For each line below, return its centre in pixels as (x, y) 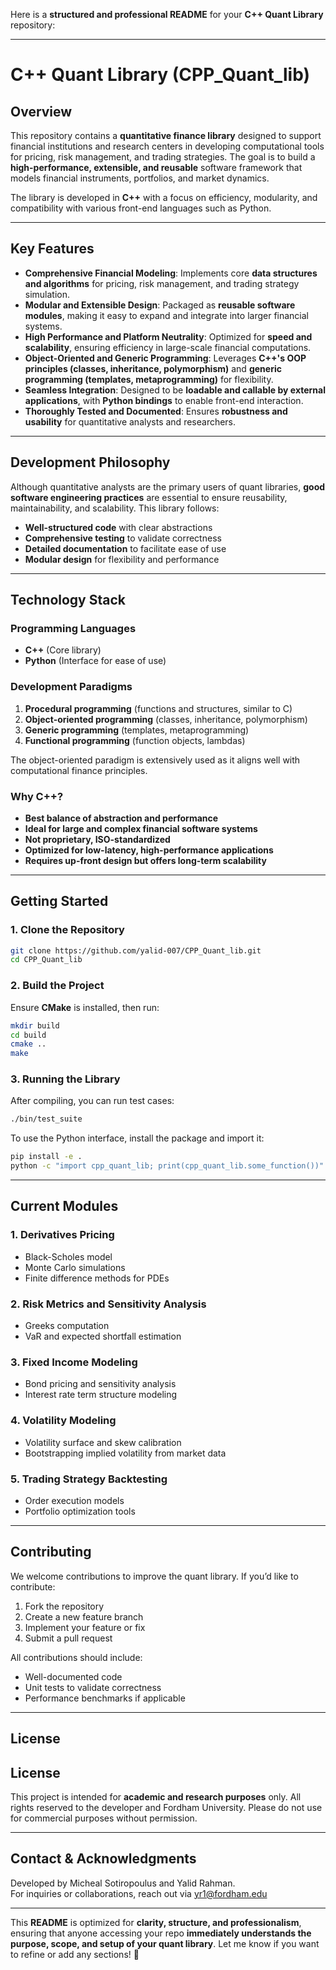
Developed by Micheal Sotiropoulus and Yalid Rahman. (123, 1883)
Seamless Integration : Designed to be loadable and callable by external (175, 390)
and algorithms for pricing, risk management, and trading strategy (162, 283)
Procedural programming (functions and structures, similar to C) (158, 708)
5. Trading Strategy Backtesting (89, 1479)
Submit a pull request (68, 1638)
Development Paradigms (71, 687)
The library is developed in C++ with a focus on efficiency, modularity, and (164, 197)
